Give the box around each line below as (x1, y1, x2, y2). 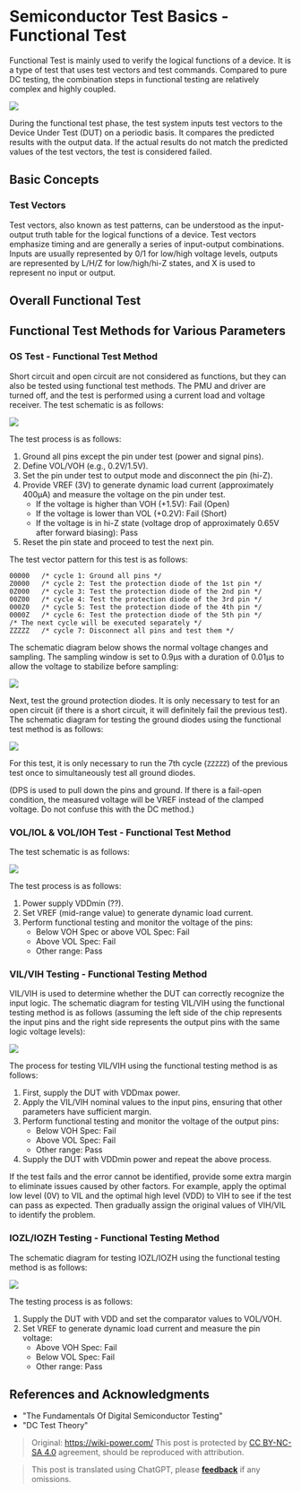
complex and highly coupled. (9, 83, 116, 94)
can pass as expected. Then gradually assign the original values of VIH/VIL (9, 1200, 287, 1211)
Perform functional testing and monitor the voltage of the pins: (21, 917, 254, 927)
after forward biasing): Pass (35, 527, 139, 538)
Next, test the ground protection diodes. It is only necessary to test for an (9, 694, 280, 705)
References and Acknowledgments (9, 1386, 211, 1401)
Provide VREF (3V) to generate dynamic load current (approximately (21, 479, 274, 490)
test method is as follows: (9, 723, 104, 734)
